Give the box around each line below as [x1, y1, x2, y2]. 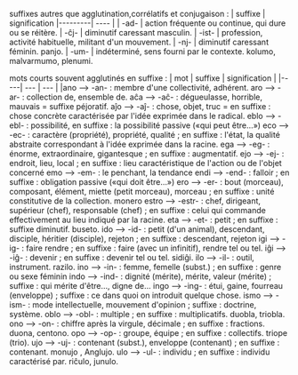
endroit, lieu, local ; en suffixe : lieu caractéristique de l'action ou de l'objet [9, 158, 282, 168]
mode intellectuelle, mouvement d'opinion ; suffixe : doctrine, [32, 299, 257, 310]
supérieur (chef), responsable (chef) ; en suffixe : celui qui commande [9, 205, 267, 215]
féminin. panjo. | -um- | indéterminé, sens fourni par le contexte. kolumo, [9, 46, 276, 57]
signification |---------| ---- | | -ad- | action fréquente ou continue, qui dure [9, 18, 286, 28]
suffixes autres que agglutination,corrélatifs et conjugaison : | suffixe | [9, 9, 266, 19]
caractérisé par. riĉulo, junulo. [9, 356, 118, 366]
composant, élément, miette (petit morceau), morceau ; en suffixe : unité [9, 187, 275, 196]
